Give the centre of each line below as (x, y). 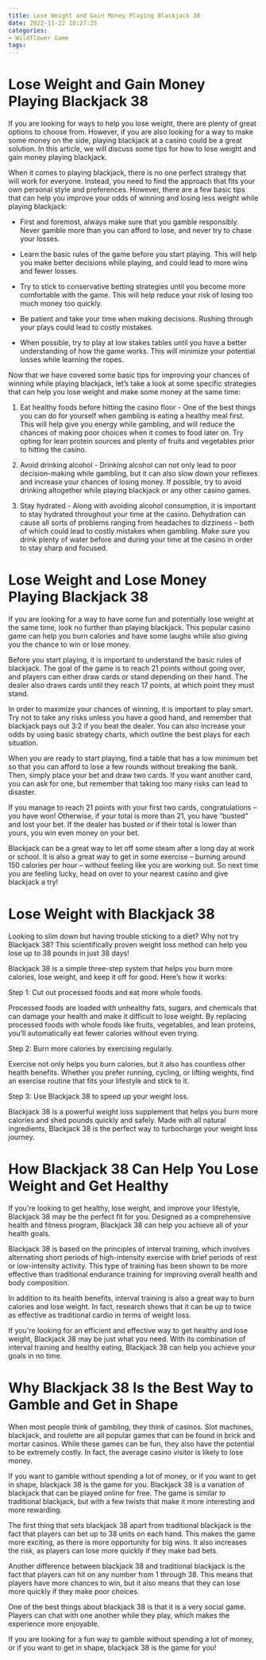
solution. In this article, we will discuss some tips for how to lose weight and (132, 149)
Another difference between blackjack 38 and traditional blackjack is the (127, 1566)
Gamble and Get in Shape (93, 1405)
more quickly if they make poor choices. (74, 1591)
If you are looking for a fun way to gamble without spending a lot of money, (131, 1639)
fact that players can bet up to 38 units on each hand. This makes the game (132, 1534)
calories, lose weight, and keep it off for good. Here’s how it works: (118, 977)
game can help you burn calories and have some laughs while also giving (128, 636)
